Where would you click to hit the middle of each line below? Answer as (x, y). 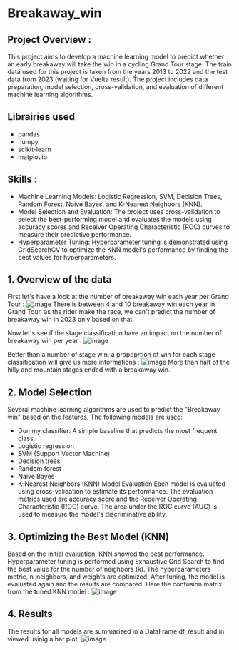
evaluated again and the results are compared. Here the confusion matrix (115, 584)
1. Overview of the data (60, 280)
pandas (29, 134)
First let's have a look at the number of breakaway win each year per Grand (118, 297)
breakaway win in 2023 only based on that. (71, 320)
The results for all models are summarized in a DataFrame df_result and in (116, 631)
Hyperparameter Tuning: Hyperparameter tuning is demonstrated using (123, 242)
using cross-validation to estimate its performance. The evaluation (115, 492)
